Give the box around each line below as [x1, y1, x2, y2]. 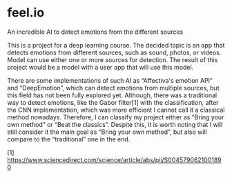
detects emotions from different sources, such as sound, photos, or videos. [7, 48, 222, 57]
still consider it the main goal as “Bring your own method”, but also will [7, 128, 207, 136]
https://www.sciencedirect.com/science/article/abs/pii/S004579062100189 [7, 155, 222, 164]
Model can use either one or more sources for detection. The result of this [7, 55, 218, 63]
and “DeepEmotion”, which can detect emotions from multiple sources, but [7, 83, 220, 92]
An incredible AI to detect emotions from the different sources [7, 28, 184, 36]
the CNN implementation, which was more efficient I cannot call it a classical [7, 106, 225, 114]
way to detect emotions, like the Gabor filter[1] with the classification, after [7, 98, 219, 106]
